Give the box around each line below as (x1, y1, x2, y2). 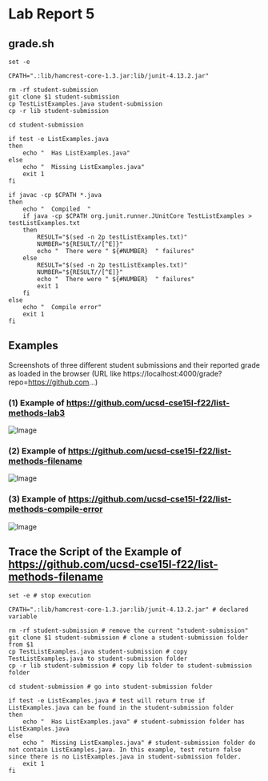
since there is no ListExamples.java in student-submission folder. (8, 752, 242, 761)
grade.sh (8, 37, 54, 50)
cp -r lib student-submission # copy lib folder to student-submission (8, 662, 252, 670)
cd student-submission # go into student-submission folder (8, 682, 214, 690)
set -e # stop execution (8, 591, 91, 599)
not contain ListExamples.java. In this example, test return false (8, 746, 242, 754)
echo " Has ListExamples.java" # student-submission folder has (22, 718, 246, 726)
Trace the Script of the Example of (8, 545, 182, 559)
